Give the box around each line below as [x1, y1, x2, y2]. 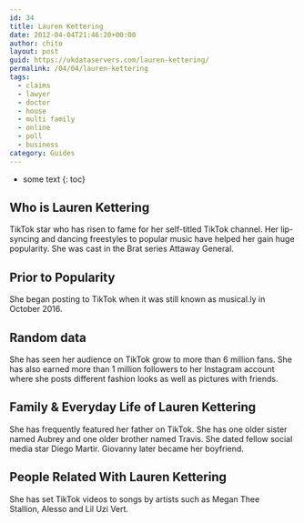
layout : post [9, 47, 59, 56]
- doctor [17, 97, 51, 107]
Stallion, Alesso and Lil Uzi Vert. [9, 503, 129, 514]
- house [17, 106, 47, 116]
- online [17, 124, 51, 133]
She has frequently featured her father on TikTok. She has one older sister [9, 424, 288, 435]
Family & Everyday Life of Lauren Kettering [9, 399, 257, 415]
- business [17, 140, 59, 149]
